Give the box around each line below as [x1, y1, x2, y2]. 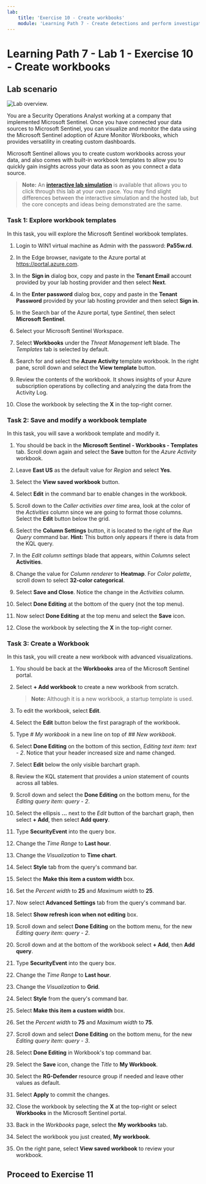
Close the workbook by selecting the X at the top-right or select [15, 1103, 177, 1111]
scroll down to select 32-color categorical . [15, 576, 125, 584]
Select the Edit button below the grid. [15, 515, 111, 522]
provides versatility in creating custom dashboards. [7, 138, 136, 146]
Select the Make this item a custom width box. [15, 876, 135, 883]
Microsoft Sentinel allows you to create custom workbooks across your [7, 150, 186, 157]
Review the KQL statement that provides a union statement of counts [15, 773, 189, 780]
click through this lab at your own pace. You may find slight [21, 188, 172, 195]
